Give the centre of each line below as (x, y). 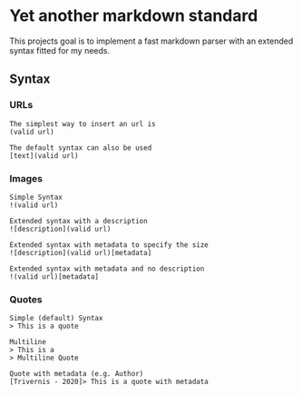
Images (26, 178)
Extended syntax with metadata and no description (107, 269)
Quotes (26, 299)
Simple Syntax (36, 197)
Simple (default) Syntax (56, 319)
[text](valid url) (44, 155)
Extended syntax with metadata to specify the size (109, 245)
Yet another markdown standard (134, 16)
